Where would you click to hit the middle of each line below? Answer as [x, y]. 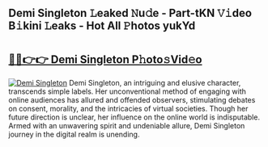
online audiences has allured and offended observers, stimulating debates [132, 100]
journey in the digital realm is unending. [74, 134]
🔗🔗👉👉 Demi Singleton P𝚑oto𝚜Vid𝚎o [105, 59]
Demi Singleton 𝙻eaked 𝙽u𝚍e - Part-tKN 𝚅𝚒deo [130, 13]
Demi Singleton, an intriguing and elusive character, [155, 83]
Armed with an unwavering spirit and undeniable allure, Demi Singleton [127, 126]
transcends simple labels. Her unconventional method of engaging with [128, 91]
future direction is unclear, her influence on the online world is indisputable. [134, 117]
